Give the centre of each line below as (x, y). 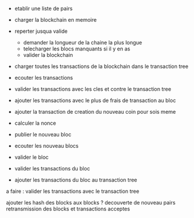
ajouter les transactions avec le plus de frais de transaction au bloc (95, 100)
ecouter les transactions (44, 78)
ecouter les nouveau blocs (46, 146)
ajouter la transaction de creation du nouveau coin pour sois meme (95, 112)
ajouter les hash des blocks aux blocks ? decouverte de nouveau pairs (91, 202)
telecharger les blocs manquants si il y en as (77, 49)
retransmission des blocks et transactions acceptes (68, 209)
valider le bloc (32, 157)
